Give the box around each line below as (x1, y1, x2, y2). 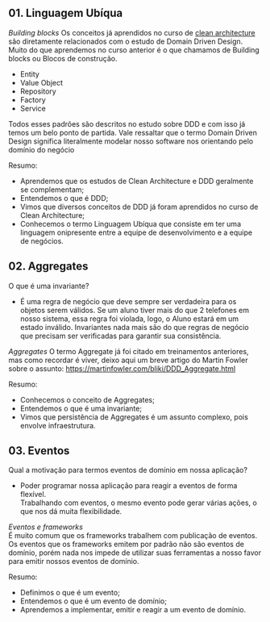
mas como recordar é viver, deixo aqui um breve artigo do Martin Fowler (8, 355, 248, 365)
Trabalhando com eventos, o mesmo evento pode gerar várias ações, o (19, 498, 258, 507)
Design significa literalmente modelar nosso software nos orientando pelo (8, 136, 254, 146)
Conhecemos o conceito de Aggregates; (19, 394, 155, 404)
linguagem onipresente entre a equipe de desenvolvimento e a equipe (19, 228, 252, 237)
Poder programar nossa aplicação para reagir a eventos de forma (19, 481, 238, 491)
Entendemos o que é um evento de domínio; (19, 596, 168, 606)
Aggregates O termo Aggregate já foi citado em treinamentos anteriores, (8, 346, 249, 356)
